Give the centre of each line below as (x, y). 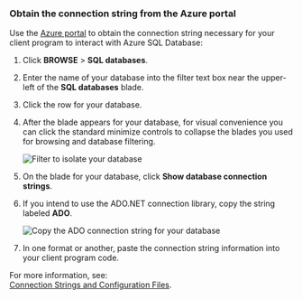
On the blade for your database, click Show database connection (145, 177)
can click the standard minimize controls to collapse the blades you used (157, 132)
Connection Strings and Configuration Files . (91, 285)
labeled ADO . (47, 213)
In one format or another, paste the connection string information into (151, 248)
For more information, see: (59, 276)
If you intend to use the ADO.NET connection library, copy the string (149, 204)
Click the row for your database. (82, 105)
